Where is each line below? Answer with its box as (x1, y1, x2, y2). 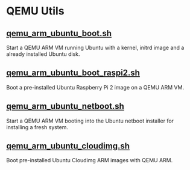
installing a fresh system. (6, 123, 68, 130)
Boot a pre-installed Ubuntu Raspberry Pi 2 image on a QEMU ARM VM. (6, 83, 185, 91)
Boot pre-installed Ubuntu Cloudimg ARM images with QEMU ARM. (6, 157, 173, 164)
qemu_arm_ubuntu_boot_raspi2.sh (6, 68, 141, 78)
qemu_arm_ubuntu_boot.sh (6, 28, 112, 38)
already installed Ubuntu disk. (6, 50, 80, 58)
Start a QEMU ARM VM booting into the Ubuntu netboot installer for (6, 117, 174, 124)
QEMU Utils (6, 4, 65, 18)
